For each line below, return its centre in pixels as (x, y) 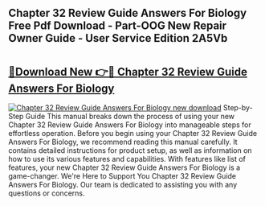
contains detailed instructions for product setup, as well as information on (130, 150)
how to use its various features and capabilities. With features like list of (127, 159)
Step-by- (238, 107)
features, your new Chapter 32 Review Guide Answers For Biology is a (124, 167)
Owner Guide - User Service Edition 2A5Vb (118, 38)
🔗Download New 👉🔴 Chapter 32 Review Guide (128, 72)
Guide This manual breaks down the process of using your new (130, 116)
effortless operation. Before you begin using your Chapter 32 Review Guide (133, 133)
